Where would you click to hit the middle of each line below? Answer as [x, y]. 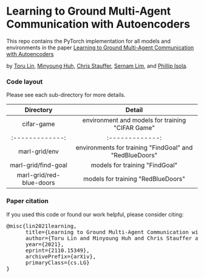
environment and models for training [134, 120]
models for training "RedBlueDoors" [134, 179]
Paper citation [27, 201]
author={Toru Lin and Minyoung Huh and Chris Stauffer [109, 238]
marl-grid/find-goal [39, 165]
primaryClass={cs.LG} [57, 262]
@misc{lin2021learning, [42, 226]
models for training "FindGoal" [134, 165]
